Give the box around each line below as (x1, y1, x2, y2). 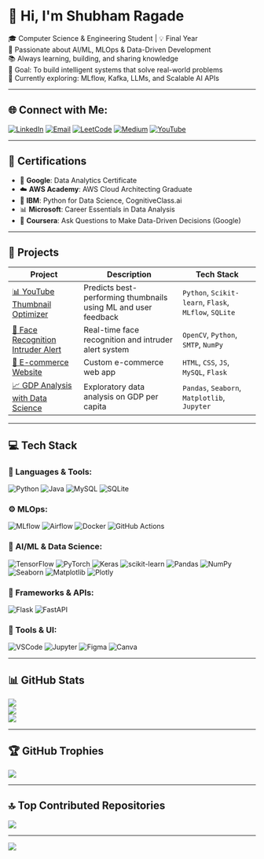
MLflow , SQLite (182, 307, 236, 318)
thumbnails (126, 292, 168, 303)
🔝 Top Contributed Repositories (8, 799, 166, 813)
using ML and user (83, 302, 152, 313)
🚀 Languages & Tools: (8, 466, 93, 477)
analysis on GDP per (83, 391, 159, 402)
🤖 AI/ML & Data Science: (8, 541, 103, 552)
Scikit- (211, 288, 240, 298)
